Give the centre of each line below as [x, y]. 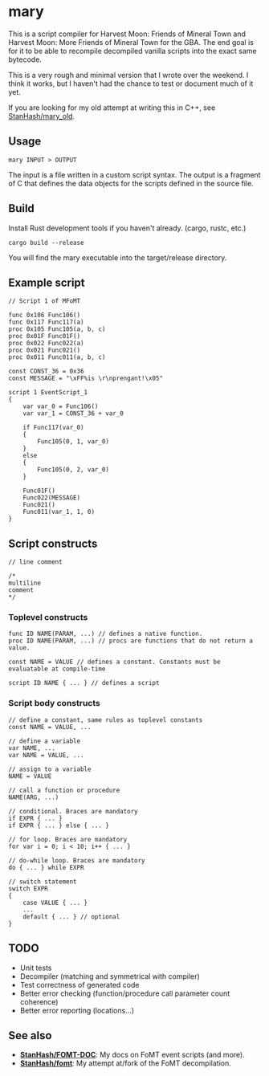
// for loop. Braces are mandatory [68, 839]
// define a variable [45, 741]
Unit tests [36, 968]
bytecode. [25, 59]
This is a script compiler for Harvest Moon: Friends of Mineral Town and [127, 34]
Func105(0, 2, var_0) [73, 470]
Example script [47, 282]
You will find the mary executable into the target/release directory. [118, 257]
